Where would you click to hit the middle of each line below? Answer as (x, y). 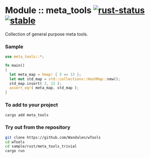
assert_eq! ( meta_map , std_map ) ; (44, 88)
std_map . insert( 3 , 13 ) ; (36, 83)
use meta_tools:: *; (25, 57)
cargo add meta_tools (27, 115)
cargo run (15, 151)
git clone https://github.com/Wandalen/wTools (53, 137)
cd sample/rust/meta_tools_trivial (41, 146)
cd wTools (15, 142)
